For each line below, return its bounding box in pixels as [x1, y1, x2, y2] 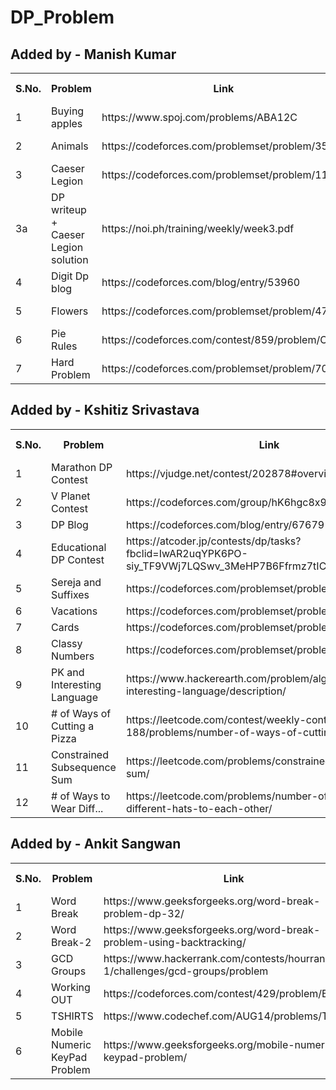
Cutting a [51, 719, 95, 733]
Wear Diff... [51, 801, 104, 815]
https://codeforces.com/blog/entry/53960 [101, 276, 301, 289]
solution [51, 253, 89, 266]
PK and [51, 665, 85, 679]
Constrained [51, 747, 109, 761]
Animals [51, 139, 89, 153]
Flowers [51, 304, 89, 318]
